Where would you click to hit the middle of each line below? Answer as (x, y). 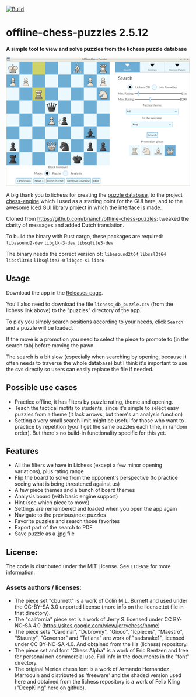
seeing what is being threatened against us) (67, 484)
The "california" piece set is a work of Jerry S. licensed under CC (93, 619)
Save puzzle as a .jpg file (44, 534)
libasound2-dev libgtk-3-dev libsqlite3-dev (60, 243)
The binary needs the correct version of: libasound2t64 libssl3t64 (86, 254)
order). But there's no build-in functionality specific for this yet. (90, 433)
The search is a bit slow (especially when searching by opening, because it (96, 357)
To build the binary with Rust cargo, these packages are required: (85, 237)
